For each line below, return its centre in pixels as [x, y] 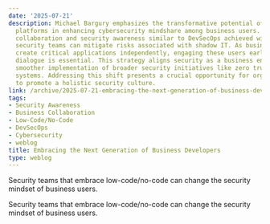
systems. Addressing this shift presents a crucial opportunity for [133, 75]
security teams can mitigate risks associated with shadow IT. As [129, 46]
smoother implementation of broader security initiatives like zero [133, 68]
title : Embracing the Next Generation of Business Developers [115, 150]
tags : [17, 98]
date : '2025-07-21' [41, 16]
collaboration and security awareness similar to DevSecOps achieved [134, 38]
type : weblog [30, 157]
